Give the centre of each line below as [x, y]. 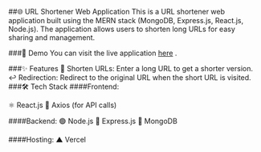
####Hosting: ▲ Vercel [47, 140]
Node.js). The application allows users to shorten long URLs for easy [122, 29]
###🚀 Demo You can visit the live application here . [93, 53]
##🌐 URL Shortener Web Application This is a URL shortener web [117, 12]
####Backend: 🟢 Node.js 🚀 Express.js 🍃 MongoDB [93, 121]
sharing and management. [52, 38]
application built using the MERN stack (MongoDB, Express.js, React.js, [126, 20]
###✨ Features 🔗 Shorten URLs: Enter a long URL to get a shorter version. [130, 68]
